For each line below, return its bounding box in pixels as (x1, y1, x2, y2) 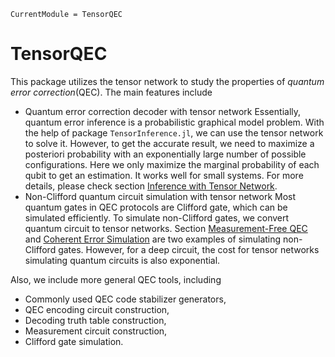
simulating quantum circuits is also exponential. (24, 254, 221, 266)
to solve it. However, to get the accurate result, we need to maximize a (24, 137, 315, 149)
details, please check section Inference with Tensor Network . (24, 180, 278, 192)
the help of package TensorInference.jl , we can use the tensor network (24, 126, 324, 139)
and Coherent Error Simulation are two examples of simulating (24, 233, 282, 245)
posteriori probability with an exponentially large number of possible (24, 148, 307, 160)
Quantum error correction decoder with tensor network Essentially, (24, 105, 302, 117)
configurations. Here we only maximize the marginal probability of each (24, 158, 320, 170)
